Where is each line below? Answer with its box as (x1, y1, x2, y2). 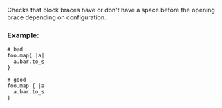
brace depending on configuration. (7, 13, 107, 21)
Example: (7, 30, 39, 40)
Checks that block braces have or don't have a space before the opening (7, 6, 216, 14)
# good (7, 76, 26, 84)
